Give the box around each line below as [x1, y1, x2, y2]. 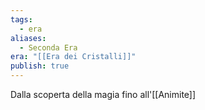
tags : [10, 14, 33, 25]
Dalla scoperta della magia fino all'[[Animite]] [10, 89, 197, 100]
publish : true [10, 61, 70, 71]
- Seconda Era [19, 42, 78, 53]
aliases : [10, 33, 47, 43]
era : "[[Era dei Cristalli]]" [10, 52, 137, 62]
